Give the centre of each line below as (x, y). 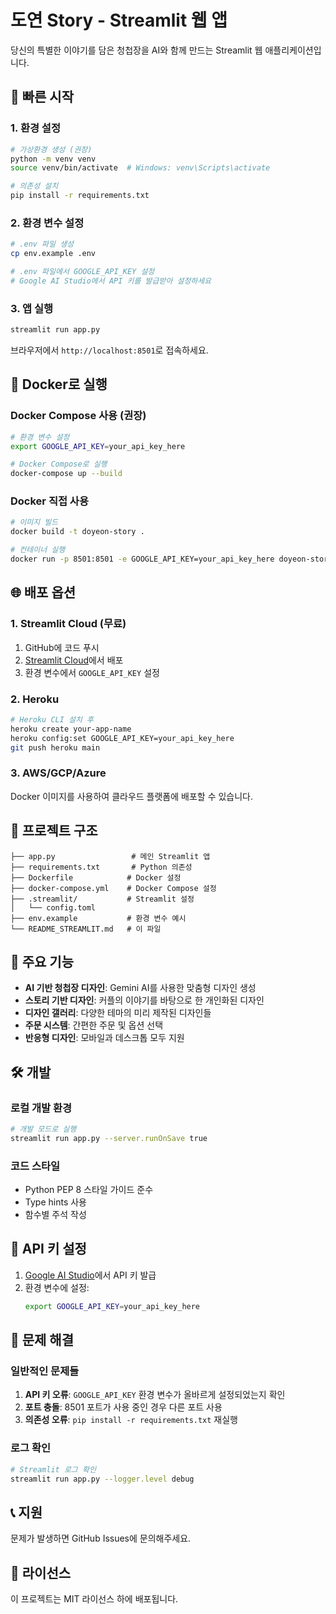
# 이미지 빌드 (34, 522)
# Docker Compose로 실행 (59, 464)
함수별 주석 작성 (55, 1215)
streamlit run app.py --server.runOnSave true (109, 1138)
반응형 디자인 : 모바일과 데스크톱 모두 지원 (104, 1038)
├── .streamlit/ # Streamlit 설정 (102, 899)
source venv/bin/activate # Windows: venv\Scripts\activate (140, 168)
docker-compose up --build (66, 474)
